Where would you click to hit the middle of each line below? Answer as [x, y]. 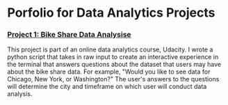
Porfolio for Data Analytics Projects [111, 13]
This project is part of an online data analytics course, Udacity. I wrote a [110, 49]
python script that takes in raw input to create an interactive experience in [113, 57]
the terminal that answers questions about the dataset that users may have [114, 65]
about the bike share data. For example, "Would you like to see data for [109, 72]
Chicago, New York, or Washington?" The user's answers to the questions [113, 79]
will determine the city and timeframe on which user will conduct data [107, 87]
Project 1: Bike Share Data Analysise [69, 35]
